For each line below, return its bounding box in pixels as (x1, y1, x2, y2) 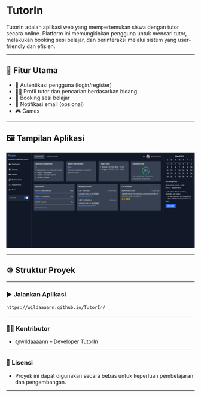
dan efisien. (26, 43, 56, 50)
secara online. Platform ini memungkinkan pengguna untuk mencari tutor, (6, 29, 187, 37)
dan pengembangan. (14, 378, 67, 386)
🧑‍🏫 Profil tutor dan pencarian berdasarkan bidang (14, 87, 138, 95)
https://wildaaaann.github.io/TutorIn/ (6, 305, 106, 311)
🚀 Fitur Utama (6, 65, 58, 75)
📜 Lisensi (6, 359, 33, 367)
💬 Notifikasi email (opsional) (14, 100, 84, 108)
